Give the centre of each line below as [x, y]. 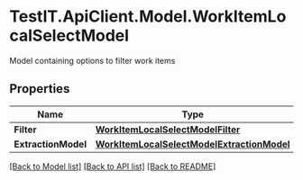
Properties [40, 89]
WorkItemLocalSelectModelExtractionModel [193, 144]
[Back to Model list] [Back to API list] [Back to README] [113, 166]
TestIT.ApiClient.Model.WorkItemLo [148, 17]
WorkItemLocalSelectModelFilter [168, 130]
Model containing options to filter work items [92, 60]
